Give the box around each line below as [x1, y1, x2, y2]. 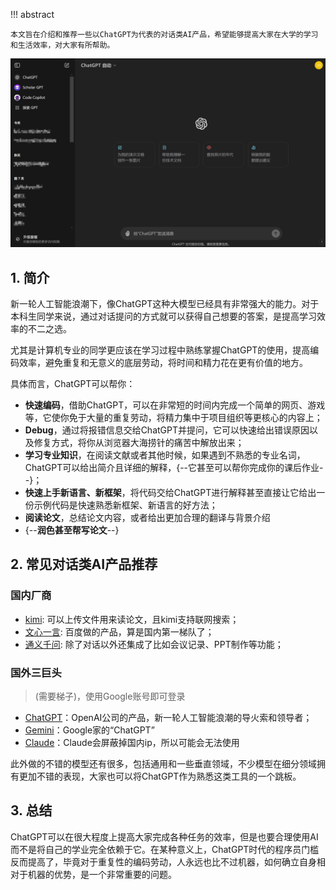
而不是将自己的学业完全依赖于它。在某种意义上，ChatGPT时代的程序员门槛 [10, 843, 320, 855]
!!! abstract [10, 9, 55, 20]
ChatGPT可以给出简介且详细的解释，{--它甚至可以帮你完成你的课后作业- [24, 462, 324, 474]
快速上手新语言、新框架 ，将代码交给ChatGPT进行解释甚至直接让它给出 [24, 487, 317, 499]
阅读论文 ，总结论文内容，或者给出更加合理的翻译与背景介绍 [24, 512, 271, 524]
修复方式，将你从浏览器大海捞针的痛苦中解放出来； [33, 437, 245, 449]
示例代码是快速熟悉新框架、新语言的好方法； [33, 499, 218, 511]
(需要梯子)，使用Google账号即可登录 [34, 690, 186, 702]
